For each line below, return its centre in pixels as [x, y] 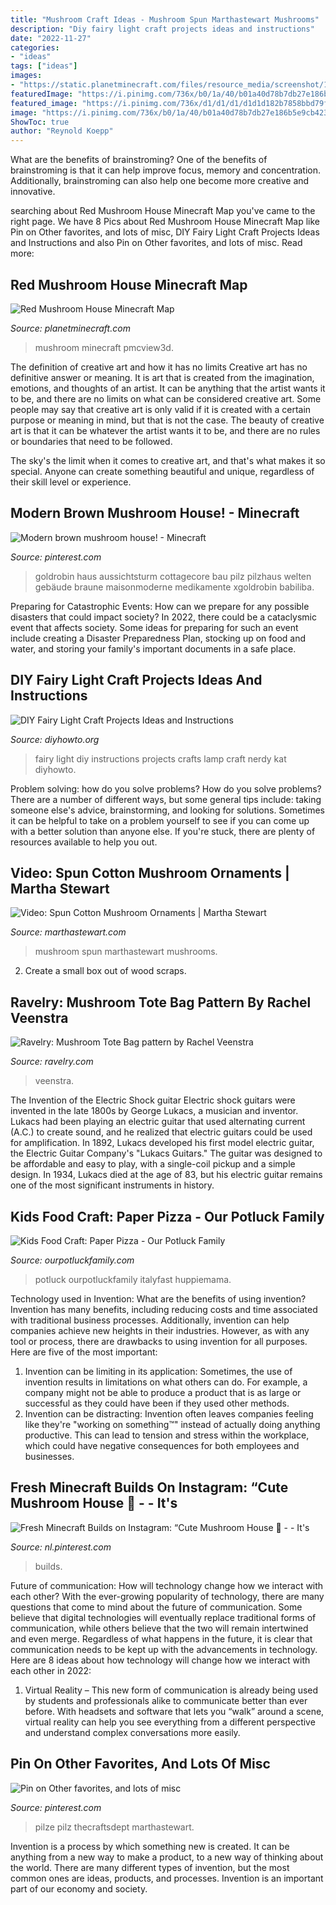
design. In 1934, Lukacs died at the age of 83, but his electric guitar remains [166, 1175]
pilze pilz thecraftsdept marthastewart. [114, 1827]
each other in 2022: [51, 1670]
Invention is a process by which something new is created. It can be [150, 1846]
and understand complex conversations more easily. [132, 1732]
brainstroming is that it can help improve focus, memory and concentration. [166, 170]
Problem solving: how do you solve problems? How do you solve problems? [166, 788]
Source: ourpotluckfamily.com [72, 1260]
